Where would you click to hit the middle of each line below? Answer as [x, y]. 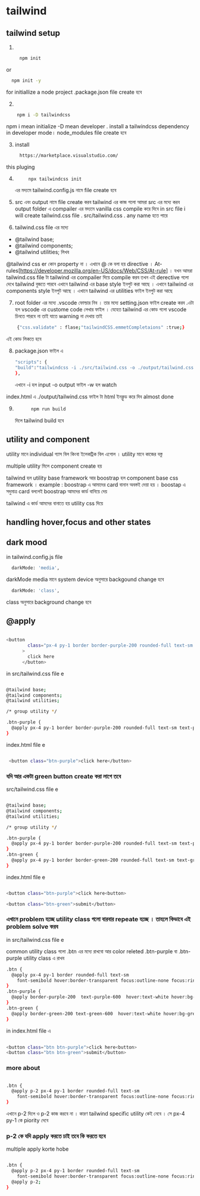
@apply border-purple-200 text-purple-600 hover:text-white [90, 997]
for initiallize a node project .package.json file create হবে [74, 92]
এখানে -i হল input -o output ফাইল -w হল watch [66, 384]
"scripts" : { [31, 362]
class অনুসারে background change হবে [49, 602]
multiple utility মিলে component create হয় [54, 466]
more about [23, 1068]
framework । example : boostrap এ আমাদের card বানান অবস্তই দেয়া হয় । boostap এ [96, 484]
